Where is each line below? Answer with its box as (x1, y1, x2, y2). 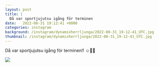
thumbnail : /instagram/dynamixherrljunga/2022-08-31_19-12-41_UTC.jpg (5, 34, 152, 39)
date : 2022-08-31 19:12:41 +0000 (5, 20, 78, 26)
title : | (5, 12, 23, 17)
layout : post (5, 7, 32, 12)
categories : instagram (5, 25, 51, 30)
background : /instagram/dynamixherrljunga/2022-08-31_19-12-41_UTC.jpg (5, 30, 154, 34)
